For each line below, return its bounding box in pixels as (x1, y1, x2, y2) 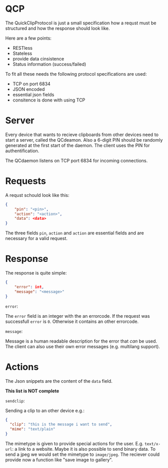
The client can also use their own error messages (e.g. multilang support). (5, 343, 160, 349)
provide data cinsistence (12, 55, 64, 61)
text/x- (144, 442, 161, 447)
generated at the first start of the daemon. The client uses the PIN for (5, 142, 150, 148)
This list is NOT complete (5, 388, 59, 394)
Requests (5, 176, 46, 187)
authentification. (5, 148, 40, 154)
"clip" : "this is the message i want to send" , (10, 422, 113, 427)
